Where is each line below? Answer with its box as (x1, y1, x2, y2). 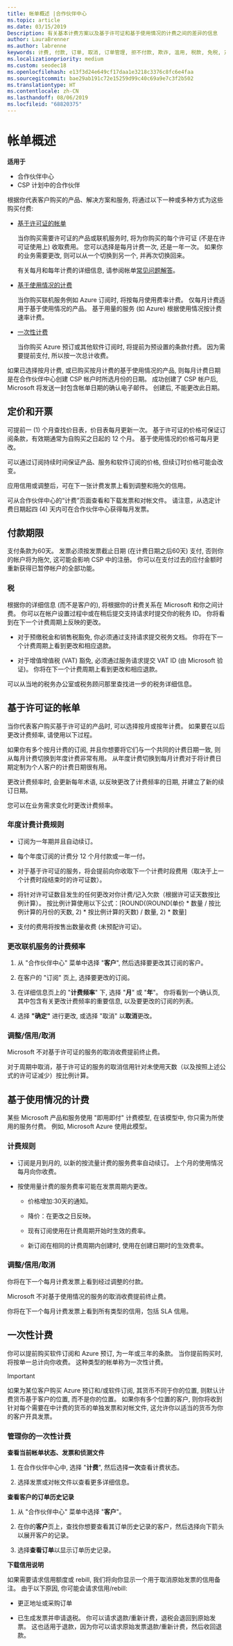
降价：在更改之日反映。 (27, 1212, 95, 1220)
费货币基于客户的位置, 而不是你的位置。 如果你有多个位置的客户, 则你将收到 (7, 1395, 223, 1403)
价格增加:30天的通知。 (27, 1196, 92, 1205)
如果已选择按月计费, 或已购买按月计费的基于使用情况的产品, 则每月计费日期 (7, 366, 221, 374)
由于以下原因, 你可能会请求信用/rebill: (20, 1584, 128, 1592)
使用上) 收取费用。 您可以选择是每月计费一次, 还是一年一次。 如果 (29, 242, 217, 251)
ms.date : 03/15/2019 (7, 23, 67, 30)
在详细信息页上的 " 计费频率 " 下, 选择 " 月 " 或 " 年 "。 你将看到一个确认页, (17, 988, 221, 997)
